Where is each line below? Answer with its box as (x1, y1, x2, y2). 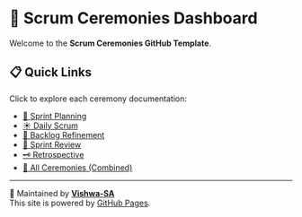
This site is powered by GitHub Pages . (9, 197, 151, 208)
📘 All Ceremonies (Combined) (22, 161, 133, 173)
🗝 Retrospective (22, 149, 84, 160)
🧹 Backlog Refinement (22, 129, 105, 140)
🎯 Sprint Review (22, 139, 82, 150)
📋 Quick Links (9, 65, 93, 80)
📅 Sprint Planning (22, 110, 87, 121)
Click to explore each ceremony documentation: (9, 93, 187, 104)
